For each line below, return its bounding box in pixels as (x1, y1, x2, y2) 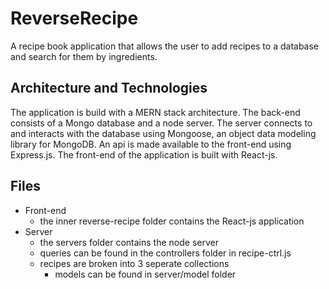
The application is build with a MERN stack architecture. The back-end (10, 106, 301, 118)
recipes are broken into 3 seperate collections (39, 257, 230, 269)
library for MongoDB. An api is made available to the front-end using (10, 138, 292, 150)
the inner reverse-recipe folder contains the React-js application (39, 215, 305, 227)
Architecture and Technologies (10, 80, 208, 97)
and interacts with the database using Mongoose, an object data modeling (10, 127, 317, 139)
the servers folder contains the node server (39, 236, 219, 248)
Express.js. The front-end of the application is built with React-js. (10, 148, 278, 161)
